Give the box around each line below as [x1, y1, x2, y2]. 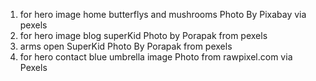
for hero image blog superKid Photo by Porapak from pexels [19, 30, 268, 41]
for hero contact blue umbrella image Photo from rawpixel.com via [19, 51, 293, 63]
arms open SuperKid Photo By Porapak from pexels [19, 40, 233, 52]
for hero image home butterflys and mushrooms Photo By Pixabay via [19, 9, 307, 20]
